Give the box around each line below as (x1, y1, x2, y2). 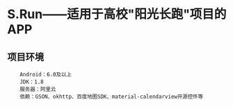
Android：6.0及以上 (19, 71, 72, 78)
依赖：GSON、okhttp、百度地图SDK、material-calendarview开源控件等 (19, 93, 204, 100)
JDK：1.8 (19, 79, 44, 85)
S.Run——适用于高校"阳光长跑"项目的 (7, 6, 227, 22)
